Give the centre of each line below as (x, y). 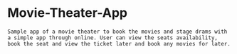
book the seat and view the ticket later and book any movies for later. (119, 43)
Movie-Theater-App (68, 13)
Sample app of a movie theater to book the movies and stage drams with (117, 32)
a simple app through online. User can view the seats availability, (113, 38)
